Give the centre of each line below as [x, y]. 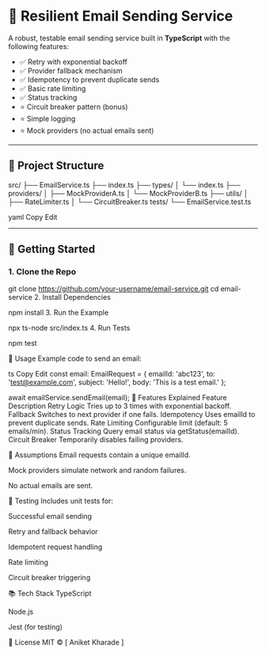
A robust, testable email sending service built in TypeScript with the [119, 38]
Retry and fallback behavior [53, 532]
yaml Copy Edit [33, 217]
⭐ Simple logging [47, 119]
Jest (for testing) [36, 627]
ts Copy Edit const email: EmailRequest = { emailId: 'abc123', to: [112, 374]
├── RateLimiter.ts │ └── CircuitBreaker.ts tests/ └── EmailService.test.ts [130, 202]
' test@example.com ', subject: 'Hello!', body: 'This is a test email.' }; [118, 382]
